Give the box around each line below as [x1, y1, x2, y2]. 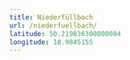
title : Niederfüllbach [9, 12, 93, 22]
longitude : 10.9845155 [9, 37, 93, 47]
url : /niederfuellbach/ [9, 21, 98, 30]
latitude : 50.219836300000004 [9, 29, 122, 38]
